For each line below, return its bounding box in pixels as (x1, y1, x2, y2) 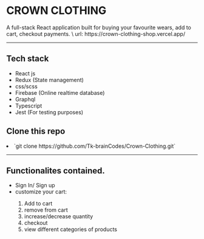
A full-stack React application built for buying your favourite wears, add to (6, 24, 191, 31)
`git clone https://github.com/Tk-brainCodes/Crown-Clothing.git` (14, 142, 176, 150)
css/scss (15, 83, 38, 90)
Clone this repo (6, 126, 66, 137)
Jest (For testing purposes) (15, 108, 84, 116)
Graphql (15, 95, 36, 103)
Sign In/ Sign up (15, 182, 55, 189)
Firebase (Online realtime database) (15, 89, 105, 96)
